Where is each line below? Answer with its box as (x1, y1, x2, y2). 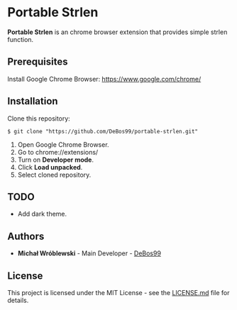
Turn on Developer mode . (17, 155, 94, 164)
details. (7, 296, 29, 304)
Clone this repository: (7, 114, 71, 123)
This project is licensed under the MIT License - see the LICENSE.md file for (7, 289, 230, 297)
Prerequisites (7, 56, 68, 68)
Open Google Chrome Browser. (17, 140, 109, 149)
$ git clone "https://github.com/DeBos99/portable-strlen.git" (7, 128, 199, 135)
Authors (7, 230, 45, 242)
